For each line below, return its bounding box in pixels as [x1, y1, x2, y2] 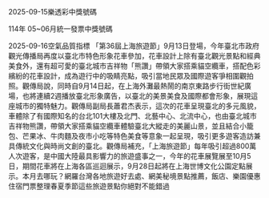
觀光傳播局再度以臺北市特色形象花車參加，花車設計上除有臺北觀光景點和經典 [8, 51, 261, 60]
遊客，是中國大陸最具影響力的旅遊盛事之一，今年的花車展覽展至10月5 [22, 152, 251, 160]
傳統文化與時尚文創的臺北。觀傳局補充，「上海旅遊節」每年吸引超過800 [14, 141, 250, 151]
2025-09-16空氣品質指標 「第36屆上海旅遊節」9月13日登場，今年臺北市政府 [8, 41, 260, 51]
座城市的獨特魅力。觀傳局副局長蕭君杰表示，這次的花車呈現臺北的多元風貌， [8, 101, 261, 111]
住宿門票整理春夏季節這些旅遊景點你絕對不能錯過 [8, 181, 170, 191]
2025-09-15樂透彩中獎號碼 [8, 7, 98, 16]
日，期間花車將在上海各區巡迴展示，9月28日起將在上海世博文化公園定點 [8, 161, 246, 171]
